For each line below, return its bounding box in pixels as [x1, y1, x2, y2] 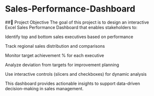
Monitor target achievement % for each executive [5, 52, 104, 58]
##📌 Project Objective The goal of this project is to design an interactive [5, 19, 149, 25]
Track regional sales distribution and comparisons [5, 43, 105, 49]
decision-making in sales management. [5, 85, 84, 91]
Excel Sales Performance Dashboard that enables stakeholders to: [5, 24, 137, 30]
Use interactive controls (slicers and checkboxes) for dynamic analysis [5, 71, 147, 77]
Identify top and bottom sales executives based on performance [5, 34, 134, 40]
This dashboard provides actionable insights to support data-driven [5, 81, 140, 86]
